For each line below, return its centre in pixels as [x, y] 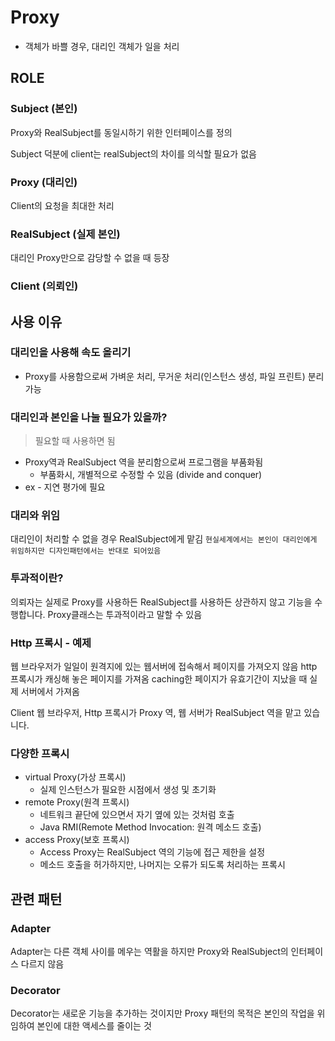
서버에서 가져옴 [50, 692]
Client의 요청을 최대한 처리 [62, 205]
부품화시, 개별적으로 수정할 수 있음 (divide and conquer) [151, 475]
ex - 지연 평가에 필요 [65, 487]
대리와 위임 [35, 516]
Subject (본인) [44, 109]
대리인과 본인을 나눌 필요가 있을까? [89, 417]
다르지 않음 [42, 964]
